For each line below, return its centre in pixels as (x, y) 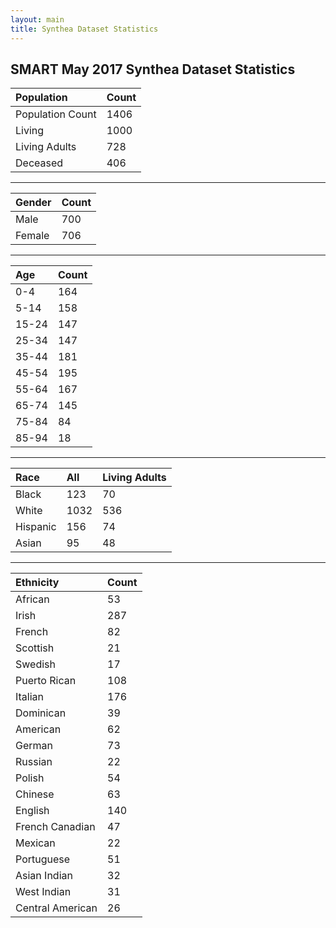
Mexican (35, 843)
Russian (34, 762)
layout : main (37, 19)
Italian (30, 697)
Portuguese (43, 859)
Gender (33, 203)
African (32, 599)
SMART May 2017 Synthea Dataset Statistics (153, 69)
